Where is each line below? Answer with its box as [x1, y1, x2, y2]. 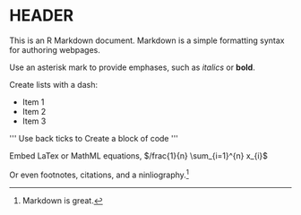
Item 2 [21, 106, 47, 116]
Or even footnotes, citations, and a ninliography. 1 [9, 168, 190, 180]
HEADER [9, 5, 74, 26]
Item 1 [21, 96, 45, 107]
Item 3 [21, 116, 47, 126]
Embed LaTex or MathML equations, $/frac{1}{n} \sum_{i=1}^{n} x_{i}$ [9, 150, 269, 161]
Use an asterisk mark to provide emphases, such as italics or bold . [9, 62, 255, 73]
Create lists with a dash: [9, 79, 99, 90]
